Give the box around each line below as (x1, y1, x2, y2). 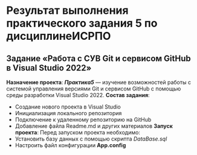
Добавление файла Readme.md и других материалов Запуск (15, 122, 173, 130)
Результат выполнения (6, 4, 129, 17)
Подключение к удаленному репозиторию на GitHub (15, 116, 152, 123)
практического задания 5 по (6, 16, 158, 30)
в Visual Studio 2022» (6, 63, 92, 73)
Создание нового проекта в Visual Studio (15, 103, 121, 110)
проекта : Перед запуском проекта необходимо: (15, 129, 141, 136)
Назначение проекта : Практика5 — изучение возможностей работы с (6, 79, 192, 86)
